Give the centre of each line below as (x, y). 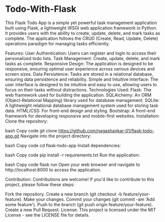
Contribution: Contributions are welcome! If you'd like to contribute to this (80, 179)
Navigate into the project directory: (56, 136)
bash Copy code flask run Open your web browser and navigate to (73, 164)
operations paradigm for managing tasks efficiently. (57, 43)
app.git (12, 136)
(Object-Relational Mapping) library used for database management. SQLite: (82, 100)
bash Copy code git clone (31, 130)
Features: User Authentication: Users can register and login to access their (81, 53)
